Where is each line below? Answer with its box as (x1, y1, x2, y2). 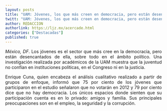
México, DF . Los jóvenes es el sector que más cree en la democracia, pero (5, 48, 162, 55)
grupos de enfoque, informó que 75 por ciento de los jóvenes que (5, 79, 162, 85)
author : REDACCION (5, 21, 43, 26)
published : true (5, 35, 39, 40)
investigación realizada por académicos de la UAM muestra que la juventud (5, 59, 162, 65)
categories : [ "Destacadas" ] (5, 30, 64, 35)
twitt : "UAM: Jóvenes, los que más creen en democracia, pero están (5, 16, 150, 21)
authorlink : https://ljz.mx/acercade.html (5, 26, 94, 31)
